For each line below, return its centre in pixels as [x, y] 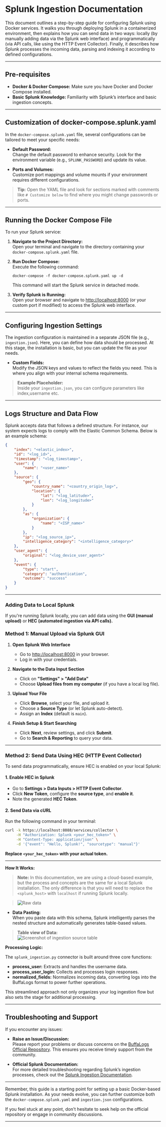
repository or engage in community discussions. [54, 1114]
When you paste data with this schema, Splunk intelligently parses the [84, 917]
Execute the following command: [45, 267]
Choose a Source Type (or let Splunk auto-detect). [71, 708]
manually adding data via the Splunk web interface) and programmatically [80, 39]
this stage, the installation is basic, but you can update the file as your [76, 348]
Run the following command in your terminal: [51, 821]
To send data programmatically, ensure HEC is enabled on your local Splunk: [83, 766]
